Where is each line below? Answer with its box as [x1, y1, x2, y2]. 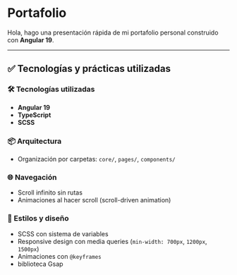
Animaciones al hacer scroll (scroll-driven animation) [17, 196, 171, 204]
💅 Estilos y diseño [7, 214, 69, 224]
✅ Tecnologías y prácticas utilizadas [7, 63, 171, 75]
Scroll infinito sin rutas [17, 188, 83, 197]
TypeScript [17, 111, 51, 119]
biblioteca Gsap [17, 259, 63, 268]
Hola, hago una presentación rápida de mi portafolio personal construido [7, 28, 219, 37]
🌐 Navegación [7, 172, 58, 182]
